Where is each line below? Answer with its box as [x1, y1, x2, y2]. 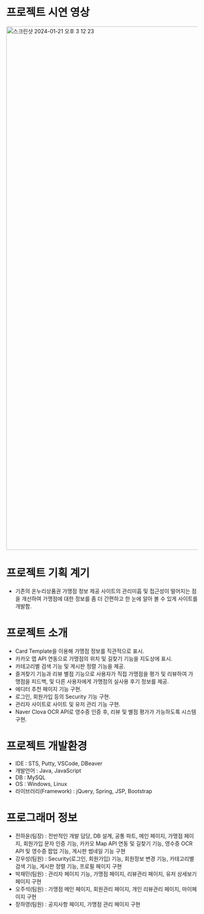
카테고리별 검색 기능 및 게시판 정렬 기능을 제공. [15, 663, 126, 670]
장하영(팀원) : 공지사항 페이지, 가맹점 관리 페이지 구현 [15, 900, 141, 908]
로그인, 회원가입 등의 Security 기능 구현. [15, 693, 110, 700]
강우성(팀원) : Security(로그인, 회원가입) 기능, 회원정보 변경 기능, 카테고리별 [15, 854, 194, 862]
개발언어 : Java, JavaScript [15, 766, 81, 774]
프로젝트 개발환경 [6, 739, 87, 753]
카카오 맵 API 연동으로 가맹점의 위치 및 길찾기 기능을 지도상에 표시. [15, 655, 173, 662]
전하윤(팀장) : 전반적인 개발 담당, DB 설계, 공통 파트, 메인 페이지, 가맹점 [15, 832, 183, 839]
